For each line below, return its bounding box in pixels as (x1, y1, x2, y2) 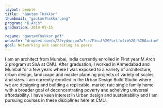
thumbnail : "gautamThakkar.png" (5, 16, 70, 21)
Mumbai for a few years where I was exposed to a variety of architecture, (5, 66, 152, 72)
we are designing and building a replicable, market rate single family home (5, 82, 154, 88)
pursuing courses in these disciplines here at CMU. (5, 97, 107, 103)
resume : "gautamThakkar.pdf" (5, 34, 64, 39)
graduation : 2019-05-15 (5, 25, 53, 30)
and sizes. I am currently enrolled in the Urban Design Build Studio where (5, 77, 151, 82)
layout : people (5, 7, 36, 12)
